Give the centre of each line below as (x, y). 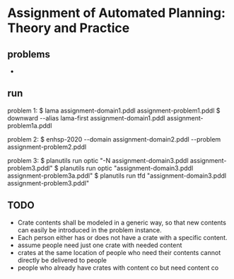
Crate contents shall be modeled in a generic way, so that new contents (122, 222)
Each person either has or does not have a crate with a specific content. (122, 237)
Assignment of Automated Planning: (117, 13)
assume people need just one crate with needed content (100, 245)
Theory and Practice (69, 28)
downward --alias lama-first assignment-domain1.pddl (86, 118)
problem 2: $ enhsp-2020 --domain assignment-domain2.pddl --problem (114, 139)
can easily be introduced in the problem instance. (89, 230)
